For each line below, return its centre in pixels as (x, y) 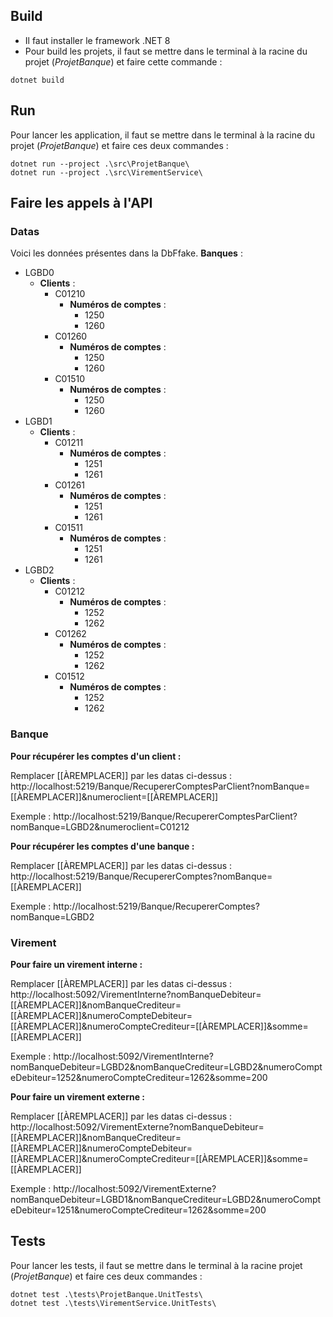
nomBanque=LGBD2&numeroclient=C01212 (100, 826)
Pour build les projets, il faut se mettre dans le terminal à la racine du (166, 51)
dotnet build (37, 80)
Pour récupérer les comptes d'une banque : (102, 846)
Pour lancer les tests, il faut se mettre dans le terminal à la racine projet (156, 1265)
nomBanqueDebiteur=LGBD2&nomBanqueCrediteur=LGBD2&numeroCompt (166, 1066)
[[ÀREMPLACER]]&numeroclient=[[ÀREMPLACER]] (114, 796)
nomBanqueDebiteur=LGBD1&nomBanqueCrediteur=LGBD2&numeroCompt (166, 1199)
